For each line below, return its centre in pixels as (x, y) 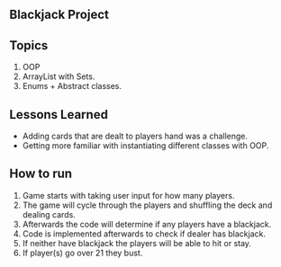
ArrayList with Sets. (59, 76)
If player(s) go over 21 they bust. (82, 253)
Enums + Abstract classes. (72, 86)
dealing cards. (49, 214)
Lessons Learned (59, 115)
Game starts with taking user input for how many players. (128, 195)
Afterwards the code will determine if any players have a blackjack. (147, 224)
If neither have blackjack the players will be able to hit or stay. (137, 243)
